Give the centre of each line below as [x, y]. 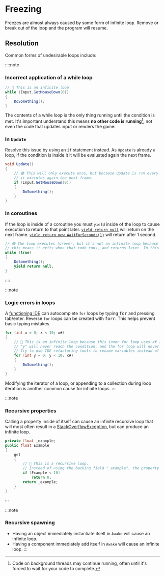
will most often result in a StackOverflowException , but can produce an [77, 427]
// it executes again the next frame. [54, 178]
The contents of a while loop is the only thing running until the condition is [80, 115]
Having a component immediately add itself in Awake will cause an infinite [86, 544]
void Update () [20, 164]
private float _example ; [30, 441]
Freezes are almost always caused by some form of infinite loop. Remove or [82, 23]
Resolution [22, 43]
